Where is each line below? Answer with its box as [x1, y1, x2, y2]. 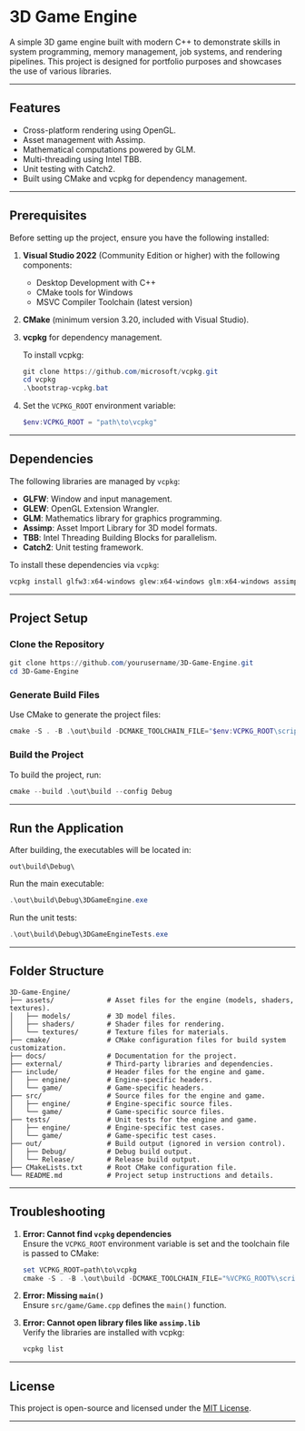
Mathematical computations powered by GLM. [22, 144, 196, 155]
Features [9, 100, 61, 116]
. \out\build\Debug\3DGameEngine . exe [9, 896, 148, 905]
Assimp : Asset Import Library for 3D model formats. [22, 522, 218, 533]
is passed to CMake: [22, 1247, 100, 1258]
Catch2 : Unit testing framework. [22, 542, 143, 553]
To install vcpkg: [22, 349, 84, 360]
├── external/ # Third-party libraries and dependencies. [9, 1059, 274, 1069]
